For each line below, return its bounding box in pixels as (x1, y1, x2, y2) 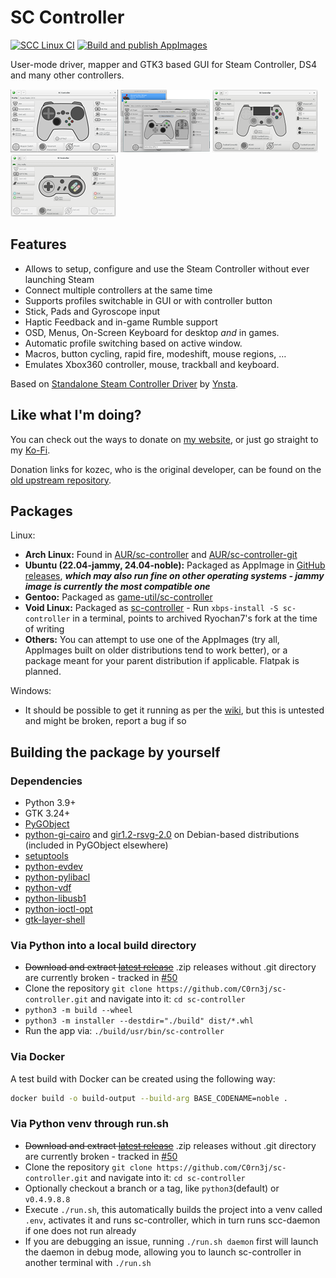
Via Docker (10, 1050, 66, 1064)
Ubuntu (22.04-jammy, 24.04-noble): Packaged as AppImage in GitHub (24, 559, 326, 571)
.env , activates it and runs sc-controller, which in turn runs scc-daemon (24, 1214, 321, 1226)
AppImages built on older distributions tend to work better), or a (24, 644, 288, 656)
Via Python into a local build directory (10, 938, 197, 952)
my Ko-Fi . (10, 444, 51, 456)
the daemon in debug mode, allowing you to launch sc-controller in (24, 1246, 302, 1258)
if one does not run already (24, 1224, 137, 1236)
